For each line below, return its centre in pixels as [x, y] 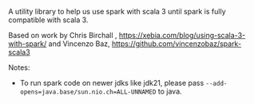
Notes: [19, 67]
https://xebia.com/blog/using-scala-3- [182, 35]
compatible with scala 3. [48, 20]
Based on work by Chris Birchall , [63, 35]
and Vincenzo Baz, [79, 44]
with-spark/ [28, 44]
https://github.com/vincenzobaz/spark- [177, 44]
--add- [216, 83]
